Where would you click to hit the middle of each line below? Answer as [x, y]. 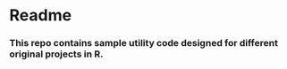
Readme [41, 15]
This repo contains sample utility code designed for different [144, 43]
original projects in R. [56, 54]
